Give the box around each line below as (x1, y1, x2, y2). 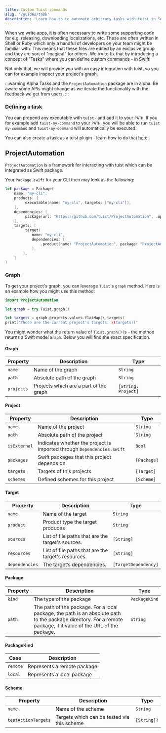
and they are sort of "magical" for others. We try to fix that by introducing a (5, 51, 158, 57)
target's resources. (42, 553, 87, 560)
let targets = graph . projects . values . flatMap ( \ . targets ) (5, 316, 125, 321)
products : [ (14, 196, 39, 201)
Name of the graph (34, 366, 78, 373)
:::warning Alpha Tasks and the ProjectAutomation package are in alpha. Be (5, 81, 159, 86)
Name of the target (42, 510, 87, 517)
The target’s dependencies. (42, 561, 107, 568)
